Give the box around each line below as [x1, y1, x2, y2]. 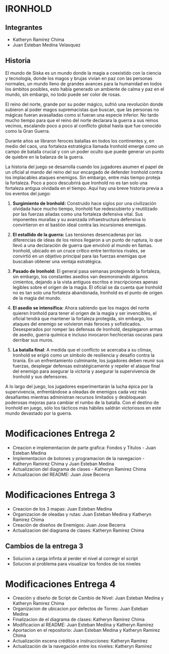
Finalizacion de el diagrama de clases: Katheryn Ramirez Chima [12, 617, 145, 623]
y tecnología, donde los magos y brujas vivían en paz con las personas [5, 75, 153, 81]
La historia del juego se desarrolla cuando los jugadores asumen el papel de [5, 164, 164, 170]
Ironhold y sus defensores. [12, 373, 68, 379]
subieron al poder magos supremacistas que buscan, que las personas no [5, 107, 159, 113]
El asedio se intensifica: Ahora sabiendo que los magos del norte [12, 305, 149, 311]
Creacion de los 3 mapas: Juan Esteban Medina [12, 506, 112, 512]
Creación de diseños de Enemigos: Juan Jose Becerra [12, 522, 126, 528]
